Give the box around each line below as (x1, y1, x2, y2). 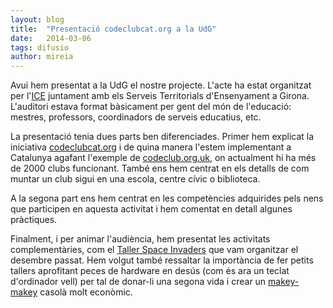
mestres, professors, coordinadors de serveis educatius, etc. (10, 111, 262, 123)
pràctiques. (10, 214, 58, 226)
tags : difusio (10, 42, 70, 53)
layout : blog (10, 14, 65, 25)
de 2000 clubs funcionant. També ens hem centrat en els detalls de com (10, 162, 310, 175)
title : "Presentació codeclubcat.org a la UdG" (10, 24, 217, 34)
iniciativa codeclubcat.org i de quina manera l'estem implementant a (10, 141, 292, 153)
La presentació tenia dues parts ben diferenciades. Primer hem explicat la (10, 131, 315, 143)
